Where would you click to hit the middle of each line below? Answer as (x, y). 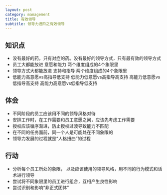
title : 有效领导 (20, 19)
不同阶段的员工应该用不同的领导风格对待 (54, 113)
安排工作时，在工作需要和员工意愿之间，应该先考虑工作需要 (74, 119)
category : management (28, 14)
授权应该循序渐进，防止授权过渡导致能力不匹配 (60, 126)
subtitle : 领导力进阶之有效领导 (35, 24)
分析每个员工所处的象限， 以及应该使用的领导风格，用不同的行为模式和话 (87, 168)
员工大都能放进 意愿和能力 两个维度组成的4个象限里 (65, 64)
